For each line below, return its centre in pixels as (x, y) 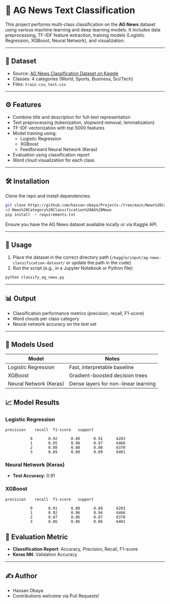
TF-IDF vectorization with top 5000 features (58, 128)
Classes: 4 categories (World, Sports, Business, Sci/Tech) (73, 78)
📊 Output (21, 298)
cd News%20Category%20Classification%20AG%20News (59, 210)
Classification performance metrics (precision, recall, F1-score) (78, 313)
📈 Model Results (32, 402)
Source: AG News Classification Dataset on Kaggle (66, 73)
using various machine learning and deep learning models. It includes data (83, 29)
